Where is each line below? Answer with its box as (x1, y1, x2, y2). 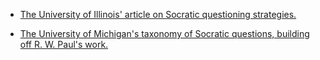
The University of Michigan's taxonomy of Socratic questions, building (19, 28, 310, 39)
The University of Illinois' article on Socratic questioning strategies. (19, 9, 297, 20)
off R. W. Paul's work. (19, 39, 109, 50)
